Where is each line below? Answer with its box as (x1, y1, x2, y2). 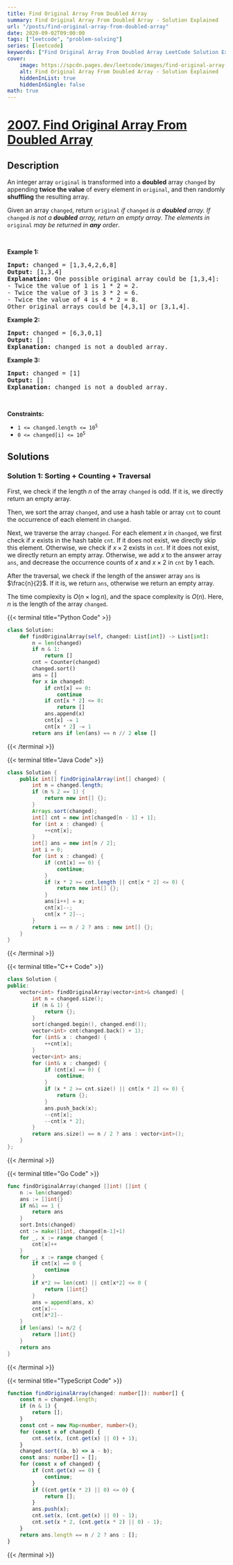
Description (7, 159, 59, 171)
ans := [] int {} (19, 1196, 64, 1203)
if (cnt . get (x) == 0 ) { (32, 1467, 101, 1474)
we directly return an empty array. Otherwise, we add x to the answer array (7, 550, 222, 559)
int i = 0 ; (32, 846, 64, 853)
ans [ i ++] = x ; (44, 898, 85, 905)
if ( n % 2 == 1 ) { (32, 788, 85, 796)
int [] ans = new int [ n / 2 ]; (32, 840, 116, 847)
